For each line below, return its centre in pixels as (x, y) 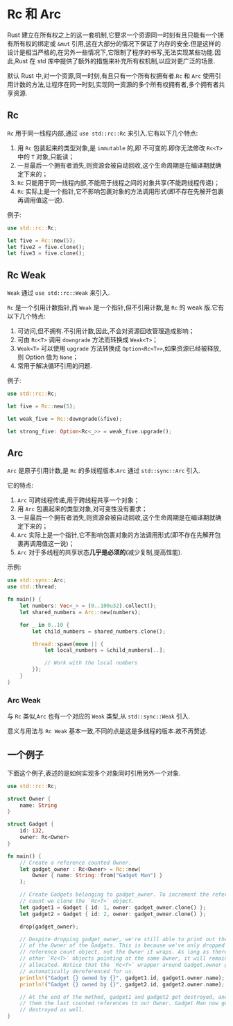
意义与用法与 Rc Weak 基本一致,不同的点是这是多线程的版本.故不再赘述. (107, 731)
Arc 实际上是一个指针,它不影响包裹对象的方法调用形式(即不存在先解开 (116, 535)
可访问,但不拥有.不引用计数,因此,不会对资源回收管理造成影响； (106, 331)
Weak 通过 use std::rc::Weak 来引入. (59, 293)
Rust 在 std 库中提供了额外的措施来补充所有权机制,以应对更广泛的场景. (115, 61)
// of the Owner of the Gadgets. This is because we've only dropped (122, 946)
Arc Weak (24, 700)
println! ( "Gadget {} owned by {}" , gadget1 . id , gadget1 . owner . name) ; (122, 978)
